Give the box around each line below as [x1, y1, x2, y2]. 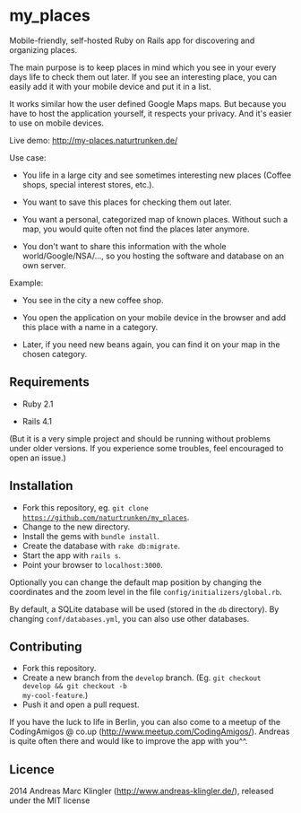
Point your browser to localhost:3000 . [21, 559, 163, 570]
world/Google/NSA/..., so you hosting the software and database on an [21, 250, 285, 261]
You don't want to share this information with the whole [21, 240, 227, 251]
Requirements [9, 374, 90, 390]
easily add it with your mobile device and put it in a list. [9, 81, 212, 92]
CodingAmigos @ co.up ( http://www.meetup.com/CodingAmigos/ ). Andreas [9, 726, 290, 737]
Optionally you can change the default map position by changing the [9, 576, 262, 588]
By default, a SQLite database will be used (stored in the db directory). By [9, 603, 279, 615]
